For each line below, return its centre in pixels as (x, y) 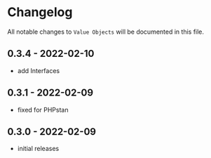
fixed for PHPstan (43, 110)
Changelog (40, 12)
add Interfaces (39, 70)
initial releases (38, 149)
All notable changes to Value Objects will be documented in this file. (106, 32)
